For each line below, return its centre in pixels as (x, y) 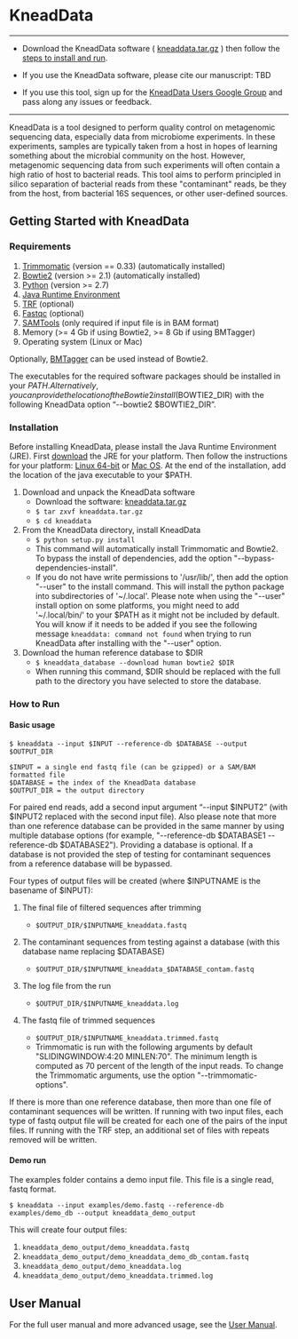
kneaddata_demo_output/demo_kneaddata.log (102, 1267)
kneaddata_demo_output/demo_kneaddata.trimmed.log (118, 1276)
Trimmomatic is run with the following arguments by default (144, 1047)
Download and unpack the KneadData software (109, 492)
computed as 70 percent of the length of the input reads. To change (159, 1066)
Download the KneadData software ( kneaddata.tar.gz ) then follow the (151, 48)
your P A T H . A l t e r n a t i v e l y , (54, 385)
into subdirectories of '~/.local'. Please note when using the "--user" (160, 595)
